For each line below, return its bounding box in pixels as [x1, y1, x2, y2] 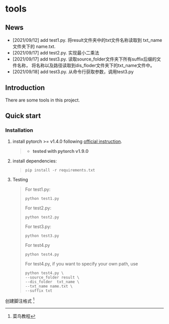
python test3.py [25, 233, 59, 238]
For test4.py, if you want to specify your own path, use [25, 260, 138, 266]
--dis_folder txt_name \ [25, 279, 79, 284]
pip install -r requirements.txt [25, 168, 96, 173]
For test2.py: [25, 205, 52, 211]
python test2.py [25, 214, 59, 220]
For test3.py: [25, 223, 52, 230]
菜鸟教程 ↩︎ [12, 313, 36, 319]
